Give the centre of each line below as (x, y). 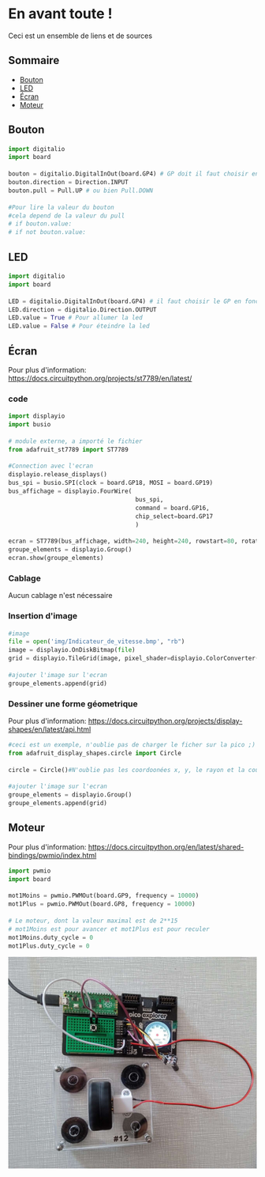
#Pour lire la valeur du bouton (61, 207)
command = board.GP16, (173, 508)
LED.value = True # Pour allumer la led (76, 318)
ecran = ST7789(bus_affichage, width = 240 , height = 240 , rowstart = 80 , (123, 541)
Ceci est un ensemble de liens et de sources (80, 36)
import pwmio (30, 871)
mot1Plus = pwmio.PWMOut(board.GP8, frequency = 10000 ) (102, 904)
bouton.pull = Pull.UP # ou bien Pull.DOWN (81, 191)
